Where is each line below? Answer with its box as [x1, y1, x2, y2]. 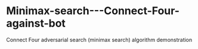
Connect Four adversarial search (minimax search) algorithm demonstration [6, 36, 193, 43]
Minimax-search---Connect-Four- [6, 4, 180, 18]
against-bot [6, 17, 66, 30]
